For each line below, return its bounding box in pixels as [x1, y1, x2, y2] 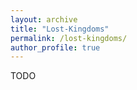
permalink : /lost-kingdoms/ [10, 33, 128, 43]
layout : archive [10, 14, 78, 25]
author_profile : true [10, 42, 101, 53]
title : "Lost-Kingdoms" [10, 24, 110, 34]
